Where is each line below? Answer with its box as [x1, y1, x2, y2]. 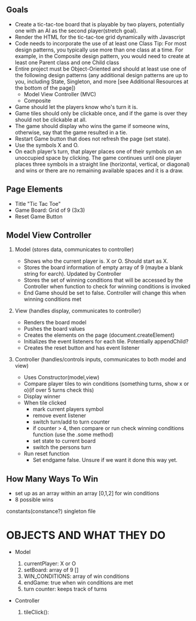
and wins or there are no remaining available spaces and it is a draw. [14, 167, 184, 174]
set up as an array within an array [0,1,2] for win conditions [14, 490, 160, 497]
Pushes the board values [23, 325, 85, 333]
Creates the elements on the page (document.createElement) [23, 331, 175, 339]
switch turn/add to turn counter [32, 418, 111, 425]
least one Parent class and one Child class [14, 59, 120, 66]
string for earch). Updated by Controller [23, 270, 121, 278]
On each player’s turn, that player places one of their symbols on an [14, 148, 182, 155]
